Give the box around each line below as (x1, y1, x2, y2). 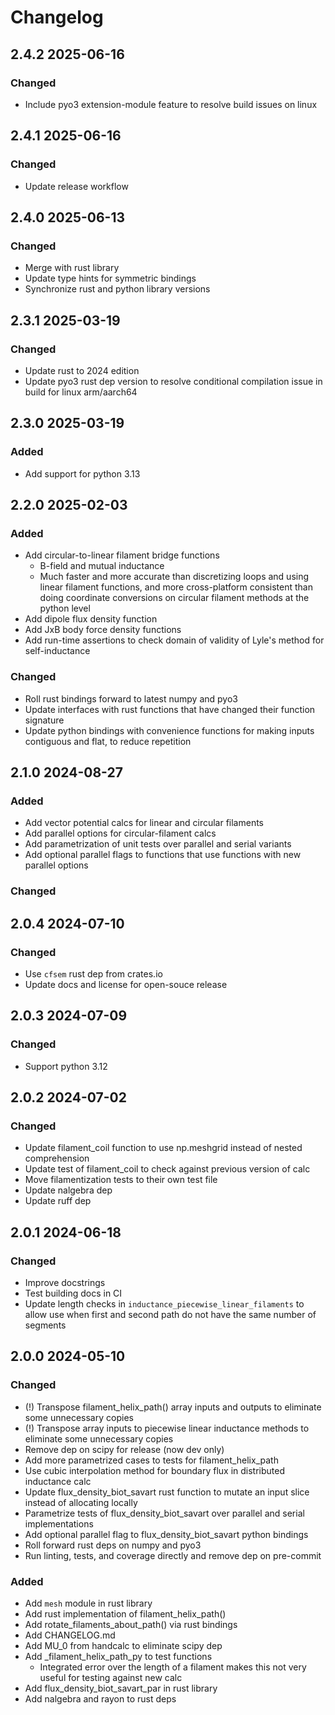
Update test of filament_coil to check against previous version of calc (24, 1163, 311, 1175)
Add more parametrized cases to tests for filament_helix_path (24, 1454, 279, 1466)
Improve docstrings (24, 1276, 106, 1288)
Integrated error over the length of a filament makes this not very (39, 1661, 307, 1673)
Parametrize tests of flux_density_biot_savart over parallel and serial (24, 1507, 305, 1519)
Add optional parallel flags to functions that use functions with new (24, 849, 302, 861)
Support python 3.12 (24, 1060, 108, 1072)
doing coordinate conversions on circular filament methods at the (39, 592, 310, 604)
